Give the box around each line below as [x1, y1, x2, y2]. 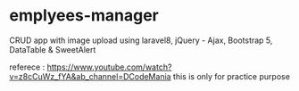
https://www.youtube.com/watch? [46, 62, 172, 72]
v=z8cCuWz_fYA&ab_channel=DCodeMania [9, 70, 171, 81]
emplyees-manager [9, 5, 159, 26]
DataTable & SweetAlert [9, 44, 96, 54]
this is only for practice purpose [172, 70, 290, 81]
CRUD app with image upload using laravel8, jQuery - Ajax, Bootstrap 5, [9, 35, 273, 45]
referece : [9, 62, 46, 72]
